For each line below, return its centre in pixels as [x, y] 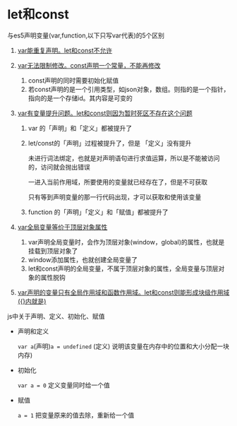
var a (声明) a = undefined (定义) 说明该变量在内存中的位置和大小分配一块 [123, 346]
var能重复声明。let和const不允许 [65, 50]
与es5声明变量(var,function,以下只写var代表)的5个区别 [86, 35]
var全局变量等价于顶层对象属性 [62, 227]
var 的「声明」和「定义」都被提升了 [80, 128]
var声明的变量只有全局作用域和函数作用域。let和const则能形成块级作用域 [123, 292]
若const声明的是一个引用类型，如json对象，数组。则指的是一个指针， [129, 89]
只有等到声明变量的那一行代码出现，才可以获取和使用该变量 [115, 197]
